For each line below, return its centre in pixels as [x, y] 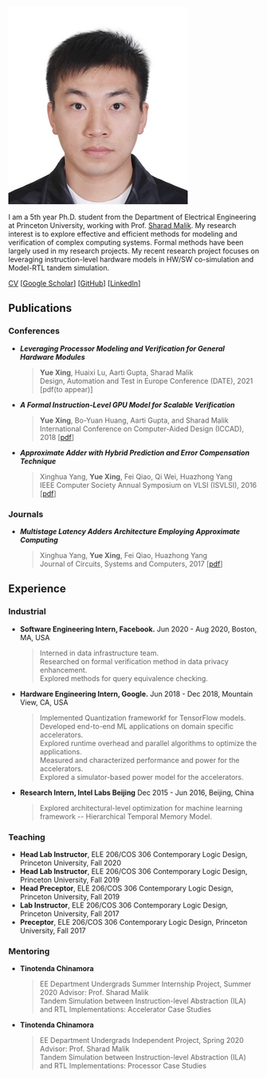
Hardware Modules [52, 356]
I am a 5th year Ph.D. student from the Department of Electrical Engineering [132, 217]
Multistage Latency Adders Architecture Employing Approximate [130, 531]
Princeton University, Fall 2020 [71, 863]
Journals [26, 514]
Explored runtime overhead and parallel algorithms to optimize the [148, 743]
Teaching [27, 837]
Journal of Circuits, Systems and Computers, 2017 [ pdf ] [131, 564]
